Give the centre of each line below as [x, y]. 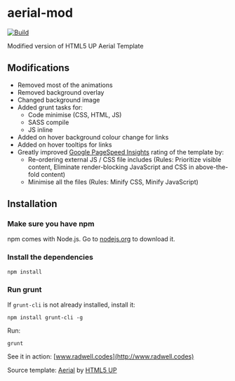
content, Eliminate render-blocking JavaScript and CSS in [111, 167]
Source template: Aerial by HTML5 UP [62, 370]
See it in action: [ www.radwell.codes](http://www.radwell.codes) [101, 356]
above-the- [212, 167]
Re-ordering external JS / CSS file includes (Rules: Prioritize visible [125, 159]
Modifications [39, 68]
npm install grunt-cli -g [45, 318]
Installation [32, 204]
